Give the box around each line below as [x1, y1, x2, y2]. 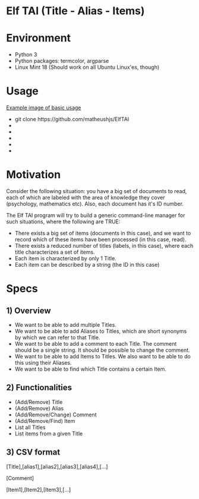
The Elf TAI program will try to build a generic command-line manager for [6, 212, 185, 219]
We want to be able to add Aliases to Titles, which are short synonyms [14, 328, 187, 334]
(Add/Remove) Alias [14, 405, 64, 412]
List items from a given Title [14, 429, 83, 437]
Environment [6, 31, 71, 45]
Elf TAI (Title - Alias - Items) [6, 4, 145, 18]
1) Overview [6, 305, 52, 315]
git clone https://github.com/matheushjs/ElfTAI [14, 116, 129, 123]
